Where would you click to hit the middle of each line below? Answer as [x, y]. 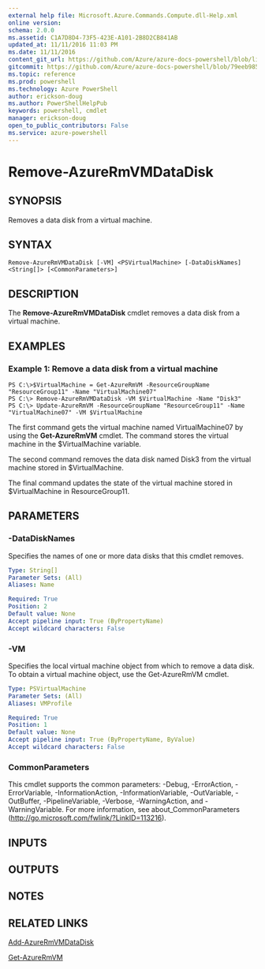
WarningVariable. [36, 810]
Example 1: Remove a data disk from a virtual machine [113, 369]
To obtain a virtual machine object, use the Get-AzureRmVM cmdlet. [119, 674]
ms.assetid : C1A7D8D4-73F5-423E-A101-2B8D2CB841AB [93, 37]
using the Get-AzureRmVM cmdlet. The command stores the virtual [118, 436]
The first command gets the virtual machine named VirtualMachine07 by [126, 427]
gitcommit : [26, 67]
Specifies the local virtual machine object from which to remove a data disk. [131, 666]
